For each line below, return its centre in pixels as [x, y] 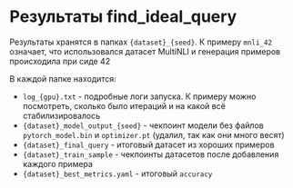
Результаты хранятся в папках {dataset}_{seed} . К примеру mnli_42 [141, 42]
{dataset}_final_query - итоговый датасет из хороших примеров [148, 144]
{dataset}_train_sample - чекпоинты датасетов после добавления [151, 154]
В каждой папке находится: [63, 78]
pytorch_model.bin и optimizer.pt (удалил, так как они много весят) [153, 134]
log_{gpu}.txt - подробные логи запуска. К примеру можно [139, 96]
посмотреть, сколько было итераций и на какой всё [124, 105]
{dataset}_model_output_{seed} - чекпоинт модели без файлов [143, 125]
